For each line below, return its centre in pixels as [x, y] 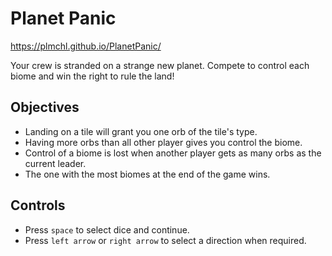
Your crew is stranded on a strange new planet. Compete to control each [160, 65]
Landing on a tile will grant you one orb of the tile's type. [141, 131]
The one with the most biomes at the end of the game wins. [147, 174]
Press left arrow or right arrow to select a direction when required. [165, 240]
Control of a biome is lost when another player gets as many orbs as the [173, 153]
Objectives [45, 107]
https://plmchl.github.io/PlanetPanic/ [86, 46]
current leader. [55, 163]
